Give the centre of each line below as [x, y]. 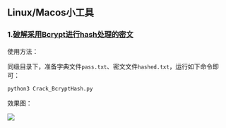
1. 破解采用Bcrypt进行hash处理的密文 [71, 35]
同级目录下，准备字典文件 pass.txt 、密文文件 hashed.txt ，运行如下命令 [110, 66]
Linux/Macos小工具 [50, 13]
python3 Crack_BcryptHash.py [50, 88]
